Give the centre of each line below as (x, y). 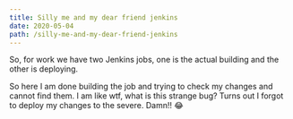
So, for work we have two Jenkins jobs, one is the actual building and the (144, 60)
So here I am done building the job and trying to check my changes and (141, 87)
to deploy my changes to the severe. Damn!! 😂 (96, 106)
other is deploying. (44, 69)
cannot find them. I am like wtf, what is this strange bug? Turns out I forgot (146, 96)
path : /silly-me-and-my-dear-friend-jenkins (94, 34)
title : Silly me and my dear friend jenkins (94, 17)
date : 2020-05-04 (42, 26)
